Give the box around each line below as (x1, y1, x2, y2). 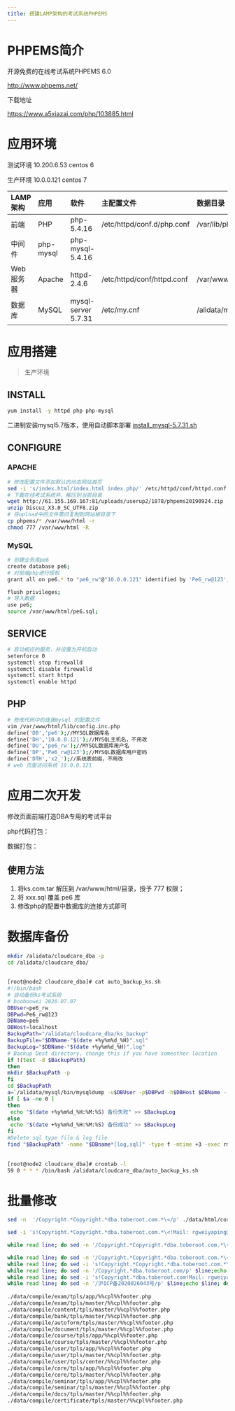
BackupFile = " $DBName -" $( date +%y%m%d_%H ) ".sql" (7, 1037, 149, 1044)
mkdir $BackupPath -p (7, 1070, 71, 1077)
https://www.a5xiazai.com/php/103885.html (7, 109, 134, 118)
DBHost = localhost (7, 1024, 58, 1031)
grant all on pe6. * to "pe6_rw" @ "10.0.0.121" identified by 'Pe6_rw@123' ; (7, 576, 230, 583)
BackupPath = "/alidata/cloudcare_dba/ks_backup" (7, 1030, 149, 1037)
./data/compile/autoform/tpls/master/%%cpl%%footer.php (7, 1319, 173, 1326)
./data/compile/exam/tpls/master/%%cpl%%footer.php (7, 1300, 161, 1307)
